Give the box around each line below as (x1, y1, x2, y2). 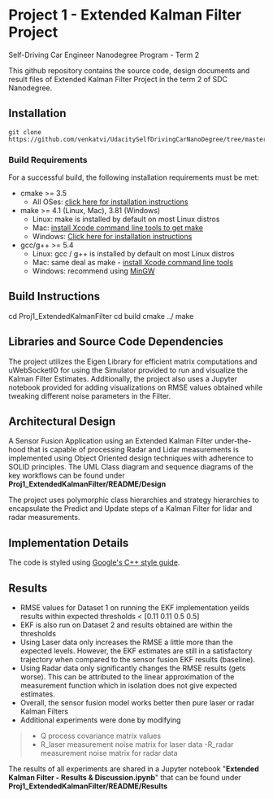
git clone (8, 128, 42, 136)
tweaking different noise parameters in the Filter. (8, 391, 171, 400)
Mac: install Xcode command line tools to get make (32, 223, 203, 233)
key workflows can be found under (8, 470, 125, 481)
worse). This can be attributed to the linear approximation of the (19, 672, 235, 682)
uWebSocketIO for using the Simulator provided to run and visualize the (8, 365, 249, 375)
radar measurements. (8, 513, 80, 522)
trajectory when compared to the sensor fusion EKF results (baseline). (19, 655, 256, 665)
